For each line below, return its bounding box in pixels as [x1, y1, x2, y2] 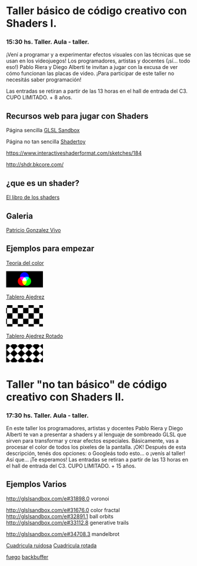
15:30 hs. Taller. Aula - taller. [6, 38, 89, 46]
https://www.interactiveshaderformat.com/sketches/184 [6, 149, 142, 157]
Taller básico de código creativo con [6, 4, 187, 18]
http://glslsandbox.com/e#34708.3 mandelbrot [6, 530, 119, 538]
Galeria [6, 211, 34, 221]
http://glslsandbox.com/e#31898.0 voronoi [6, 495, 110, 502]
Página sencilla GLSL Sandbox [6, 127, 80, 134]
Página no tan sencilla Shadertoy [6, 138, 86, 145]
